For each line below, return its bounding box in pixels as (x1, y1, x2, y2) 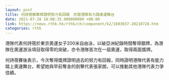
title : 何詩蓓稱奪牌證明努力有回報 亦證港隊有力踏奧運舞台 (5, 12, 115, 17)
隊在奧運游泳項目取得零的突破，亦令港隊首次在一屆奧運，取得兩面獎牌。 (5, 46, 155, 52)
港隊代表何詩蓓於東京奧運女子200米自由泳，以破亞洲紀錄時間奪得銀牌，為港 (5, 40, 163, 46)
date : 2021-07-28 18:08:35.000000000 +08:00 (5, 16, 100, 21)
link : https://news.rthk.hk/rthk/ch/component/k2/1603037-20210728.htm (5, 21, 158, 26)
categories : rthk (5, 26, 42, 31)
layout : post (5, 7, 33, 12)
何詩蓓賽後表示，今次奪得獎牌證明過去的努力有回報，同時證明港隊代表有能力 (5, 57, 164, 63)
